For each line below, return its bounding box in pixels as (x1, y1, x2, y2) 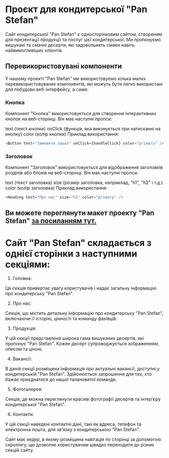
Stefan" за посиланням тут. (5, 217, 97, 225)
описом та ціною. (5, 346, 43, 352)
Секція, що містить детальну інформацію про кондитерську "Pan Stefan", (5, 310, 163, 316)
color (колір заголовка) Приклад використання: (5, 185, 108, 191)
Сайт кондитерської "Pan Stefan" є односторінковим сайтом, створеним (5, 31, 162, 37)
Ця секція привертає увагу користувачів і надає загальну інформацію (5, 285, 157, 291)
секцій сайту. (5, 447, 34, 453)
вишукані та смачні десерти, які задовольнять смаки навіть (5, 42, 135, 48)
